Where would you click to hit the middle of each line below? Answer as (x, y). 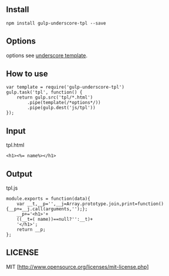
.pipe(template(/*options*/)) (64, 103)
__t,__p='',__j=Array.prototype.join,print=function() (96, 204)
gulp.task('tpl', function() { (44, 92)
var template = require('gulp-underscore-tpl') (65, 87)
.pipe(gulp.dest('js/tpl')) (61, 108)
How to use (27, 74)
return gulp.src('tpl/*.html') (55, 97)
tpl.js (12, 188)
